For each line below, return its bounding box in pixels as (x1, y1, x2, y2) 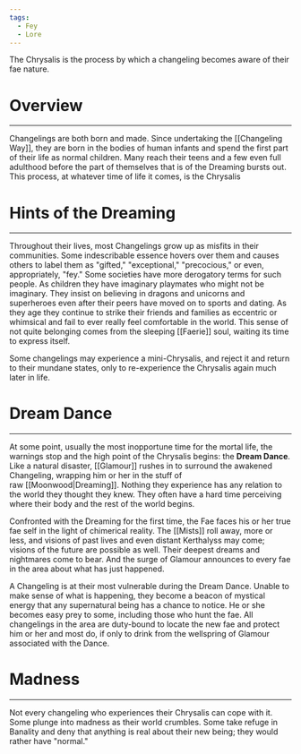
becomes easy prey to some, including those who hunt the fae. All (9, 610, 254, 621)
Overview (9, 95, 83, 116)
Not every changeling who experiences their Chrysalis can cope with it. (9, 707, 273, 718)
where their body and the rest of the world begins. (9, 499, 195, 510)
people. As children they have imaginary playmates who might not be (9, 278, 264, 289)
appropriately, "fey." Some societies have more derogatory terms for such (9, 270, 282, 280)
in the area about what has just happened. (9, 563, 165, 574)
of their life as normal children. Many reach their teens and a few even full (9, 152, 282, 163)
